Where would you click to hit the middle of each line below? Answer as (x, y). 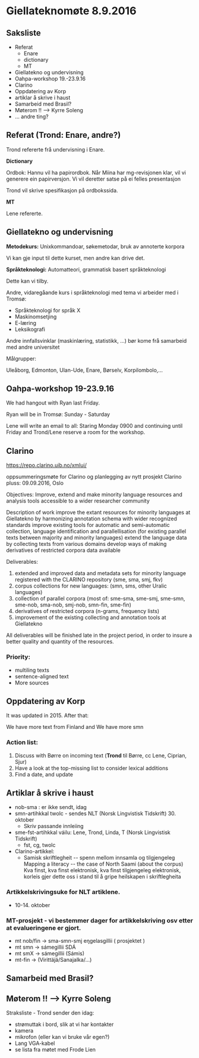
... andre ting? (31, 116)
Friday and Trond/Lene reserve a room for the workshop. (76, 432)
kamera (24, 1031)
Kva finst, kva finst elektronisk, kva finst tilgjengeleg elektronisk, (102, 870)
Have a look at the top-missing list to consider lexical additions (91, 768)
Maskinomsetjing (36, 317)
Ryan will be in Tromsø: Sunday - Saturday (58, 415)
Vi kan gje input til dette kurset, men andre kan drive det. (75, 258)
